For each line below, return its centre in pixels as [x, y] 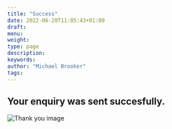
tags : [15, 73]
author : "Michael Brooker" [47, 66]
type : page [23, 47]
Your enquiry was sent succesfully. [86, 101]
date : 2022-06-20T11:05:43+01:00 [56, 20]
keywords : [22, 60]
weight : [19, 40]
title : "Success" [33, 14]
